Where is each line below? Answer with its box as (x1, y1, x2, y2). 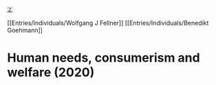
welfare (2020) (7, 64, 95, 80)
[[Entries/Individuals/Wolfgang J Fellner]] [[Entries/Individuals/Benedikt (7, 19, 209, 27)
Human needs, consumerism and (7, 50, 201, 66)
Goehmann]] (7, 26, 43, 34)
